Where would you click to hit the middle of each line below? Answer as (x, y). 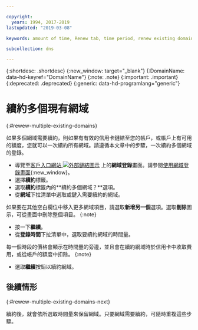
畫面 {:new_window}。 (47, 173)
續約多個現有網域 (48, 109)
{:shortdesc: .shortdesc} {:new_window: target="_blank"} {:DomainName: (95, 71)
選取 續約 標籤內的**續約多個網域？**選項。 (66, 187)
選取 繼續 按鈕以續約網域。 (46, 267)
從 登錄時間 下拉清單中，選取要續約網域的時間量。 (74, 235)
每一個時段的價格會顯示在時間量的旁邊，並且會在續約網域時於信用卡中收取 (96, 247)
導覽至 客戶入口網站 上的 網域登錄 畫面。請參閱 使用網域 (99, 165)
